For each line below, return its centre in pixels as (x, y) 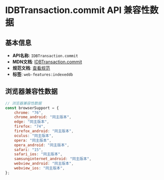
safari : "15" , (29, 150)
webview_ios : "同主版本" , (39, 168)
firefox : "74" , (30, 127)
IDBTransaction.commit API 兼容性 (78, 10)
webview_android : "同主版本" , (44, 164)
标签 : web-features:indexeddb (43, 74)
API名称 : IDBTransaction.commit (45, 56)
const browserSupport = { (32, 108)
